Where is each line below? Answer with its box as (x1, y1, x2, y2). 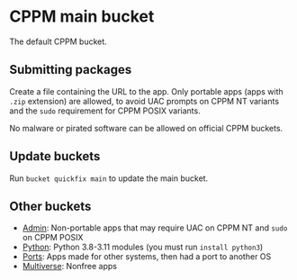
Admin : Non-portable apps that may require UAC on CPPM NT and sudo (22, 222, 288, 233)
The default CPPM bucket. (9, 36, 108, 47)
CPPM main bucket (9, 6, 155, 27)
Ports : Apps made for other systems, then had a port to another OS (22, 251, 272, 262)
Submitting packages (9, 62, 132, 77)
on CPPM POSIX (22, 232, 84, 243)
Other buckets (9, 198, 92, 213)
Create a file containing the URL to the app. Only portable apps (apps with (9, 86, 283, 96)
